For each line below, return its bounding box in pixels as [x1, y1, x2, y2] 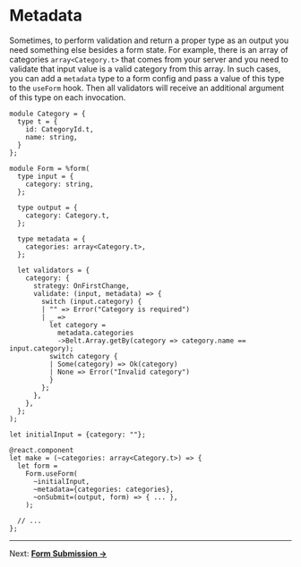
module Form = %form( [9, 164, 90, 173]
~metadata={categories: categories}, [32, 485, 175, 494]
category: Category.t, [25, 211, 110, 220]
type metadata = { [17, 234, 87, 243]
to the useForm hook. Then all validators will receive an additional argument [9, 82, 285, 93]
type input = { [17, 172, 74, 181]
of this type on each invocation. [9, 91, 126, 103]
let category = [48, 320, 106, 329]
